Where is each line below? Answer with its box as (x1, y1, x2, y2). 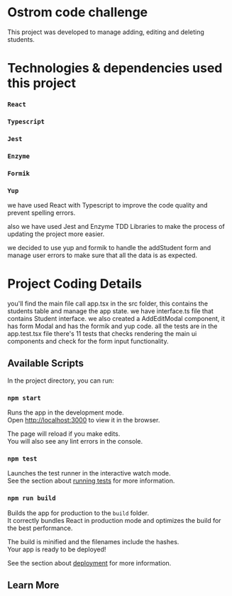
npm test (7, 455, 38, 463)
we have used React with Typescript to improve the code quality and (7, 201, 208, 210)
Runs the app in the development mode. (7, 408, 124, 417)
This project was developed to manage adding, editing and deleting (7, 28, 204, 36)
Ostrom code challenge (7, 4, 148, 21)
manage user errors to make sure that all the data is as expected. (7, 251, 197, 259)
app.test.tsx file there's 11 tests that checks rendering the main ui (7, 329, 197, 337)
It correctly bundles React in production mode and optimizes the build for (7, 516, 221, 524)
